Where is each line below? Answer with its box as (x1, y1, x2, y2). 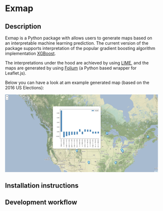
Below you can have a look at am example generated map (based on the (5, 80, 149, 85)
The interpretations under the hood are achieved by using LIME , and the (5, 60, 149, 65)
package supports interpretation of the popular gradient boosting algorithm (5, 46, 155, 51)
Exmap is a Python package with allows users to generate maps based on (5, 35, 153, 41)
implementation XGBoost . (5, 50, 56, 56)
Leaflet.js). (5, 70, 27, 76)
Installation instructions (5, 181, 79, 190)
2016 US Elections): (5, 85, 45, 90)
